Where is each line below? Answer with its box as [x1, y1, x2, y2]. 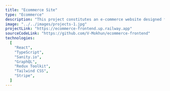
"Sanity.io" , [14, 54, 42, 60]
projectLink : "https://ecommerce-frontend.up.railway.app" [5, 26, 133, 31]
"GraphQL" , [14, 59, 37, 64]
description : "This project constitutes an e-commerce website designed [5, 17, 162, 22]
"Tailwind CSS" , [14, 69, 49, 74]
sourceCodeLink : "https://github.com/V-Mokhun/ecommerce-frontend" [5, 31, 151, 36]
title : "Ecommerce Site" [5, 7, 58, 13]
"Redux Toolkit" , [14, 64, 51, 69]
